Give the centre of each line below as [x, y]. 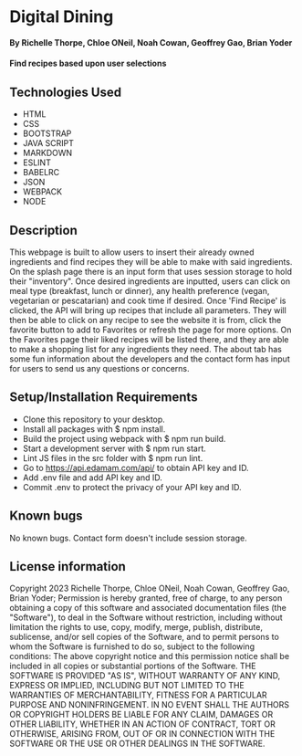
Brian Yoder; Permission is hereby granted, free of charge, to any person [146, 598]
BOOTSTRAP [47, 133]
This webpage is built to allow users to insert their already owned [132, 252]
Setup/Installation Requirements [104, 398]
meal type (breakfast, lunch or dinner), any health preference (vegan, [140, 291]
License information [68, 567]
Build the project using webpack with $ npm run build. [124, 438]
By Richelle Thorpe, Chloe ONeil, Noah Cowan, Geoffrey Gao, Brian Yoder [151, 42]
